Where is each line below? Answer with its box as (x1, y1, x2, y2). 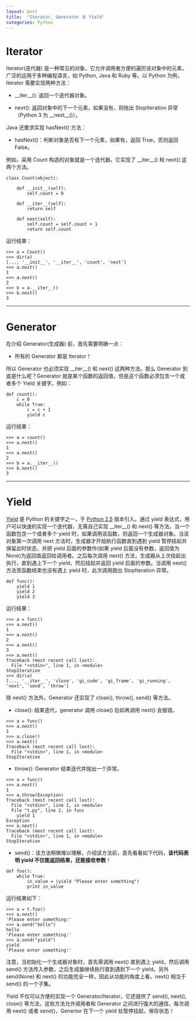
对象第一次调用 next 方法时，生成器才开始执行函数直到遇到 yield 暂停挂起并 (6, 538, 187, 545)
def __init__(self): (16, 186, 66, 191)
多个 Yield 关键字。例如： (10, 380, 72, 387)
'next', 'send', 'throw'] (6, 683, 69, 689)
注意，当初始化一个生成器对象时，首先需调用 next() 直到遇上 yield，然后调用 (6, 959, 190, 966)
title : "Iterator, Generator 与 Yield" (6, 14, 105, 20)
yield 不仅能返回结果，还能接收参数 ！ (21, 857, 111, 864)
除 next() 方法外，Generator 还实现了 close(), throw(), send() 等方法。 (6, 694, 174, 701)
